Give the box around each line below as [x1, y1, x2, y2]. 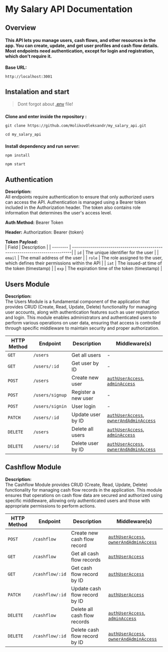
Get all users [71, 351, 101, 358]
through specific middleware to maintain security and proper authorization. [5, 325, 159, 331]
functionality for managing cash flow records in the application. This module [5, 486, 162, 493]
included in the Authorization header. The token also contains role [5, 204, 141, 210]
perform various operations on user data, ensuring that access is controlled [5, 320, 161, 326]
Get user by [71, 360, 99, 367]
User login [71, 403, 96, 410]
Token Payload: [5, 239, 38, 245]
